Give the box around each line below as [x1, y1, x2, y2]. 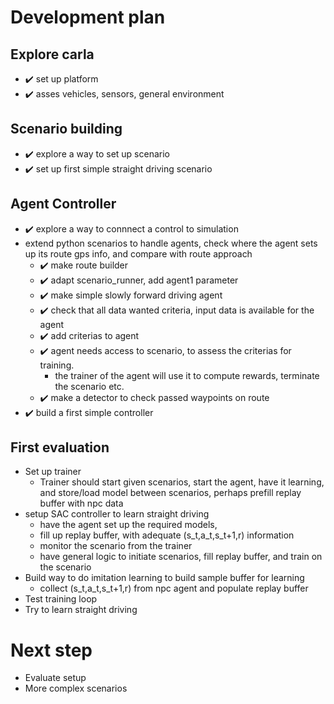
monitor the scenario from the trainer [39, 540, 193, 552]
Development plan [10, 6, 166, 29]
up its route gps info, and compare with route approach [24, 247, 253, 260]
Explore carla [10, 46, 95, 63]
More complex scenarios [24, 682, 128, 695]
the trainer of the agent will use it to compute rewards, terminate [54, 369, 320, 381]
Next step [10, 639, 93, 661]
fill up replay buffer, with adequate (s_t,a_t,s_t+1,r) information [39, 529, 295, 541]
